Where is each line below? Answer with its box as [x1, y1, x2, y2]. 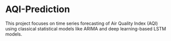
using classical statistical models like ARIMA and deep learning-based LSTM [5, 25, 166, 31]
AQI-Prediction [5, 4, 70, 15]
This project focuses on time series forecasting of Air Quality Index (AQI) [5, 20, 158, 26]
